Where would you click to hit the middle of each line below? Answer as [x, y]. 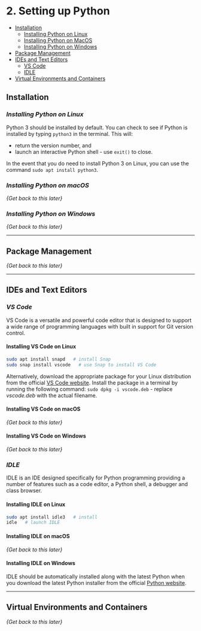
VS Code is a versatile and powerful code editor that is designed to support [99, 320]
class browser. [24, 491]
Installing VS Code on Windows [46, 436]
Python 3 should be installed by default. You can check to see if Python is [97, 128]
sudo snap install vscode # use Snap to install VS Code [81, 365]
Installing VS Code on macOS [43, 409]
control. [16, 333]
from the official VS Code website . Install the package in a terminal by [92, 383]
